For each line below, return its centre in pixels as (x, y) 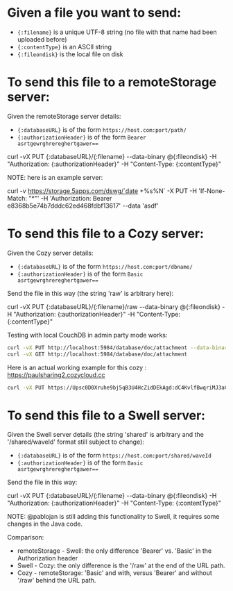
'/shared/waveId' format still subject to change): (76, 442)
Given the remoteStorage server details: (64, 116)
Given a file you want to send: (94, 13)
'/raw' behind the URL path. (57, 581)
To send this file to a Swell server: (106, 415)
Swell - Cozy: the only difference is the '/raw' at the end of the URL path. (121, 566)
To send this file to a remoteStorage (112, 82)
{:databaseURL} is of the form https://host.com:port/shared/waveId (114, 456)
